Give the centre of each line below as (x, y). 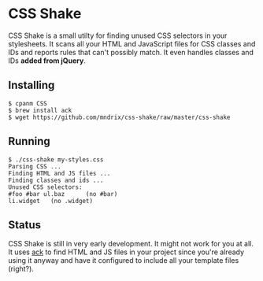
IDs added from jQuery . (47, 61)
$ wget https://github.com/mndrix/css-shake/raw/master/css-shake (119, 117)
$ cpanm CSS (28, 103)
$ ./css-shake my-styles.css (56, 159)
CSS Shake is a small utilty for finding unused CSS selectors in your (118, 35)
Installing (31, 85)
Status (25, 225)
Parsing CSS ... (35, 166)
